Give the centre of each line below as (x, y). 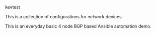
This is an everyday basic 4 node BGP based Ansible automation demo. (78, 26)
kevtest (13, 7)
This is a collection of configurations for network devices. (64, 17)
